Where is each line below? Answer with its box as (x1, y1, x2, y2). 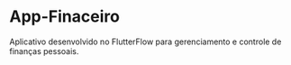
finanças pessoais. (9, 45, 79, 56)
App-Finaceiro (9, 6, 120, 27)
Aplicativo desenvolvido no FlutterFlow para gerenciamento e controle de (9, 36, 282, 47)
